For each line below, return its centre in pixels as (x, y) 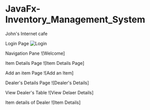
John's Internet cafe (26, 33)
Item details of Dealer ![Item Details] (43, 102)
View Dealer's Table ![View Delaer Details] (50, 92)
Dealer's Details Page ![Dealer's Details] (47, 83)
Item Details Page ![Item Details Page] (45, 63)
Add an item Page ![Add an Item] (39, 73)
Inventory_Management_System (75, 20)
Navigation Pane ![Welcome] (35, 53)
